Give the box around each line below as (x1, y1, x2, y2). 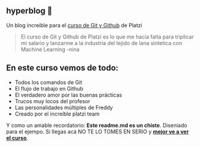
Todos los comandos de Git (14, 78, 82, 86)
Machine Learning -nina (20, 46, 80, 53)
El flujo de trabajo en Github (14, 85, 83, 92)
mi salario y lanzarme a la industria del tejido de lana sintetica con (20, 39, 183, 46)
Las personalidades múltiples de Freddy (14, 104, 113, 111)
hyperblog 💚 (6, 6, 52, 16)
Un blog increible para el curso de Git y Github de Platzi (6, 21, 143, 28)
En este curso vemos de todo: (6, 63, 119, 73)
